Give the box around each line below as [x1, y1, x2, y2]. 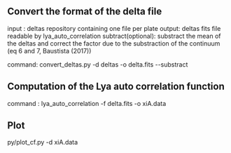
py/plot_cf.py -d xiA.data [7, 138, 78, 147]
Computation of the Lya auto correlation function [7, 81, 225, 93]
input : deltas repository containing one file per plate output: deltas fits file [7, 24, 221, 32]
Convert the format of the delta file [7, 6, 162, 18]
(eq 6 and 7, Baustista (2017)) [7, 46, 92, 55]
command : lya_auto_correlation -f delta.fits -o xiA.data [7, 99, 167, 107]
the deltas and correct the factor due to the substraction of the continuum [7, 39, 220, 48]
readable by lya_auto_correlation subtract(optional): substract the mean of [7, 32, 222, 40]
